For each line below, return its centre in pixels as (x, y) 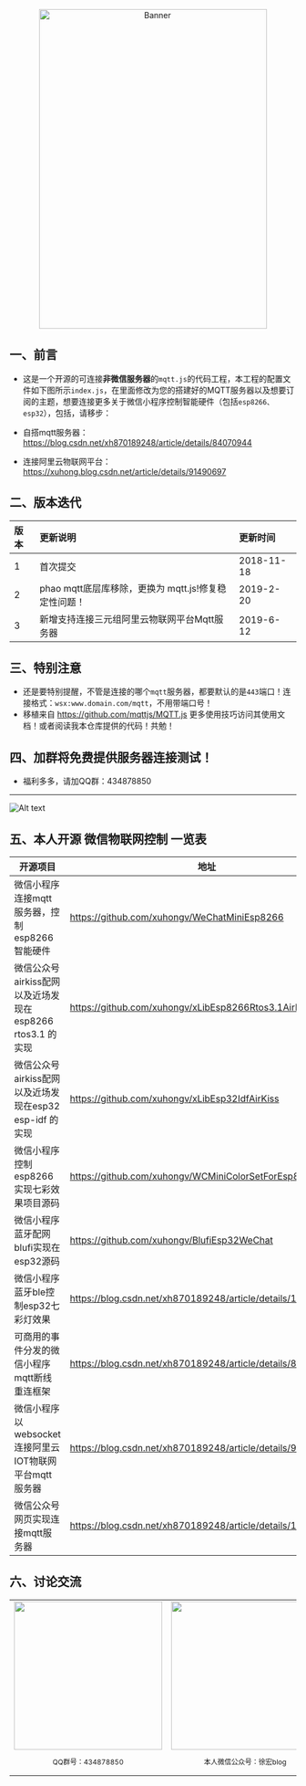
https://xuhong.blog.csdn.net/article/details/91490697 (124, 471)
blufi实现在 (37, 1248)
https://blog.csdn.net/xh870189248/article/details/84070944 (137, 442)
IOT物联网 (36, 1461)
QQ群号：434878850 (88, 1762)
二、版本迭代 (46, 503)
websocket (38, 1434)
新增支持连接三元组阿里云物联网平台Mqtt (127, 619)
